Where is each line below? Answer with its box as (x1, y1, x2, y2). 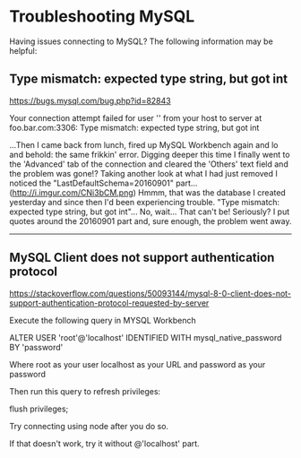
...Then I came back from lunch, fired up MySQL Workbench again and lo (9, 139, 279, 150)
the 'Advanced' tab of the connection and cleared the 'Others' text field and (9, 159, 288, 169)
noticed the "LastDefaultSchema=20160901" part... (9, 177, 198, 188)
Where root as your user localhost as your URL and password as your (9, 359, 266, 369)
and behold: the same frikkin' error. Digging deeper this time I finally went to (9, 149, 290, 160)
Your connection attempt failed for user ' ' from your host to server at (9, 112, 262, 123)
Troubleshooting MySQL (9, 6, 195, 27)
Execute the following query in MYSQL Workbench (9, 315, 196, 325)
